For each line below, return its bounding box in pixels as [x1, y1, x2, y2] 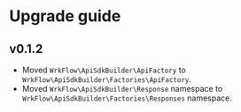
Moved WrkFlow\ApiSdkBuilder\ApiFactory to [21, 64, 186, 75]
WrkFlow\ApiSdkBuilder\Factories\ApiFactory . [21, 74, 192, 85]
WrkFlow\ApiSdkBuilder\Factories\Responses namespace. [21, 93, 232, 103]
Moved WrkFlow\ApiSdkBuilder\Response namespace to [21, 84, 223, 93]
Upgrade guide [9, 6, 121, 26]
